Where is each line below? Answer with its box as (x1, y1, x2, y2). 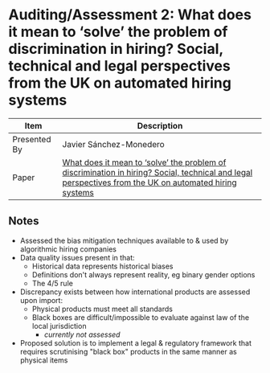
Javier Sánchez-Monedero (62, 138, 165, 150)
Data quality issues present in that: (19, 252, 135, 262)
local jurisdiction (31, 321, 87, 330)
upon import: (19, 295, 63, 305)
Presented (12, 133, 51, 145)
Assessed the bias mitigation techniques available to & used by (19, 236, 229, 245)
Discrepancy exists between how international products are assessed (19, 287, 251, 297)
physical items (19, 355, 68, 365)
